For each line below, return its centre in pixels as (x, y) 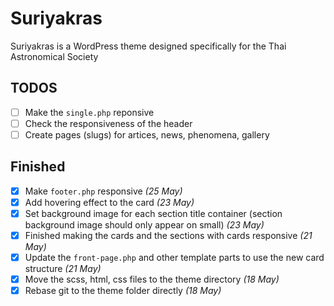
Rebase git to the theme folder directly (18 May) (123, 291)
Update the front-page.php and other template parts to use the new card (174, 257)
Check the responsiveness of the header (108, 123)
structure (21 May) (63, 269)
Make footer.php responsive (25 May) (103, 191)
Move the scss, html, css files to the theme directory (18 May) (152, 279)
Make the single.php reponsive (89, 112)
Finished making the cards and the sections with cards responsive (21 (168, 235)
